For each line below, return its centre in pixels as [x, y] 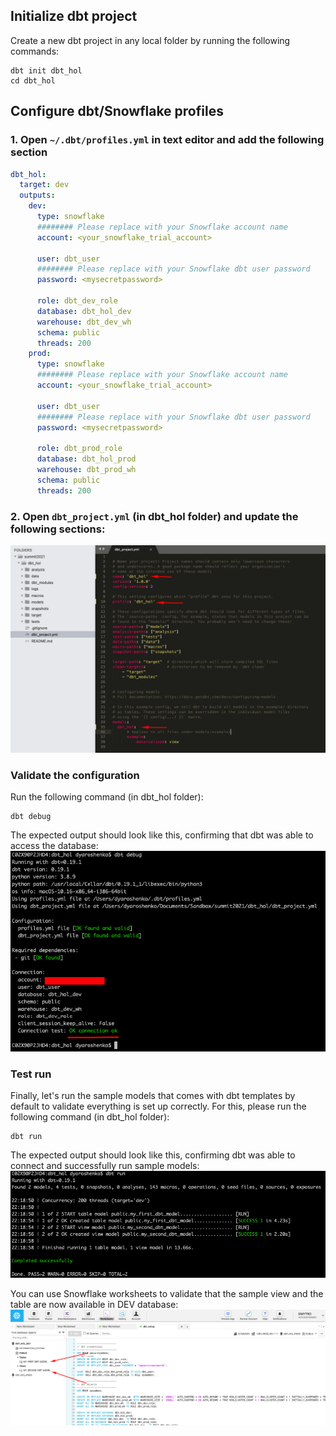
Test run [31, 1074]
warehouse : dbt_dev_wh [84, 322]
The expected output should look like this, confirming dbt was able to [153, 1155]
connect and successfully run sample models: [105, 1166]
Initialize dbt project [74, 16]
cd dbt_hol [33, 80]
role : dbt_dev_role [77, 301]
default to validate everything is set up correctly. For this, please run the [158, 1106]
